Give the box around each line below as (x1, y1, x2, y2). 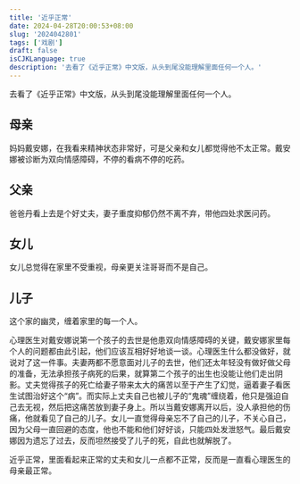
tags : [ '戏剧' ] (9, 38, 63, 47)
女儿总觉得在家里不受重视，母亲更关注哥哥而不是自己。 (9, 262, 212, 272)
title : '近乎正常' (9, 13, 73, 22)
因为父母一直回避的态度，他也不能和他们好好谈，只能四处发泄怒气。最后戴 (9, 424, 283, 435)
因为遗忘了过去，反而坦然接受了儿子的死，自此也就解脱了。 (16, 435, 237, 446)
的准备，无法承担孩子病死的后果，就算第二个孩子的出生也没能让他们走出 (9, 368, 275, 380)
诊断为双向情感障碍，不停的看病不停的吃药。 (24, 154, 189, 164)
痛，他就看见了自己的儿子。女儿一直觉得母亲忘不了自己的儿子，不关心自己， (9, 413, 291, 424)
